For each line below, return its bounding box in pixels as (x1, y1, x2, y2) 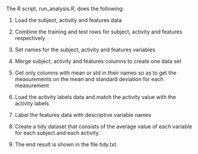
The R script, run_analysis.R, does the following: (6, 5, 124, 12)
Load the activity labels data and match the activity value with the (14, 94, 177, 100)
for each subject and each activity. (14, 130, 100, 136)
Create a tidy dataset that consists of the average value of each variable (14, 123, 193, 130)
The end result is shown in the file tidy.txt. (14, 141, 118, 148)
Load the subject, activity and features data (14, 17, 122, 23)
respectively (14, 35, 46, 41)
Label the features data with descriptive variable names (14, 112, 151, 118)
